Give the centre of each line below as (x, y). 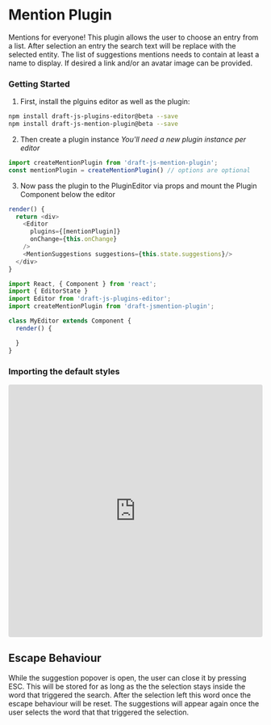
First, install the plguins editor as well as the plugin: (105, 102)
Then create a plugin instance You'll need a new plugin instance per (133, 139)
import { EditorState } (48, 291)
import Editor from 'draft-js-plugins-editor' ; (90, 299)
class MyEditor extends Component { (70, 321)
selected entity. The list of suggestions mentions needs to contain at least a (134, 54)
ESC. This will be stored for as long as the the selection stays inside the (127, 686)
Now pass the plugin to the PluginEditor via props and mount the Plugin (138, 185)
